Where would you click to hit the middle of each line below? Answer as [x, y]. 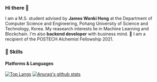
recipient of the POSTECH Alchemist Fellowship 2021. [59, 39]
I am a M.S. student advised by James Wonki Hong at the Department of [79, 19]
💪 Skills [14, 52]
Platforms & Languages [29, 63]
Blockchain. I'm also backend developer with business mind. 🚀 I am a [75, 34]
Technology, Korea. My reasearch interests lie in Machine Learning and [77, 29]
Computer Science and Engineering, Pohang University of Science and [77, 23]
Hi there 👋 [17, 8]
